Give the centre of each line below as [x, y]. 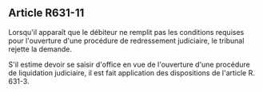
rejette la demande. [40, 49]
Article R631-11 [46, 13]
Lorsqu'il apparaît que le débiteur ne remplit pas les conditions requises [126, 32]
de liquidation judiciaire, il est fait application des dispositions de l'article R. [132, 73]
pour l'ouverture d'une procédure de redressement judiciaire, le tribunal [126, 40]
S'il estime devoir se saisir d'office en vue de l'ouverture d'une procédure [129, 64]
